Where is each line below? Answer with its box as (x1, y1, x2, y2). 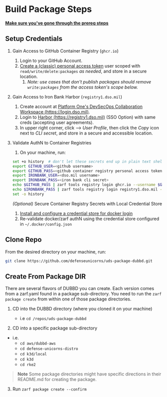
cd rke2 (19, 362, 36, 367)
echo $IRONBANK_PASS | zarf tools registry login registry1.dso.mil (12, 187, 158, 192)
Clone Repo (5, 235, 42, 244)
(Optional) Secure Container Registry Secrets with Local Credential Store (12, 200, 163, 206)
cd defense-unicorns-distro (19, 346, 78, 351)
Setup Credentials (5, 34, 63, 43)
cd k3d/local (19, 351, 47, 357)
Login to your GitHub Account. (19, 57, 83, 63)
